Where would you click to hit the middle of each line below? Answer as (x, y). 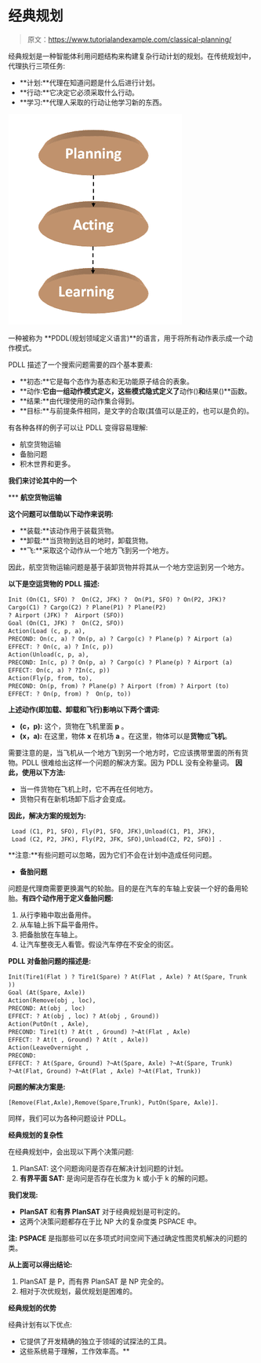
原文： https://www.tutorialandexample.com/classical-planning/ (129, 39)
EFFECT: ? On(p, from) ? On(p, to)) (70, 694)
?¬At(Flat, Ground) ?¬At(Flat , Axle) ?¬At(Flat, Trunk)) (105, 1071)
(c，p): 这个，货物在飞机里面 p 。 (74, 726)
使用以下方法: (43, 772)
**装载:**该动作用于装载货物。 (69, 531)
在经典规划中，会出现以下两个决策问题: (71, 1152)
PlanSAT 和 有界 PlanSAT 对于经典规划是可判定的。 (102, 1211)
